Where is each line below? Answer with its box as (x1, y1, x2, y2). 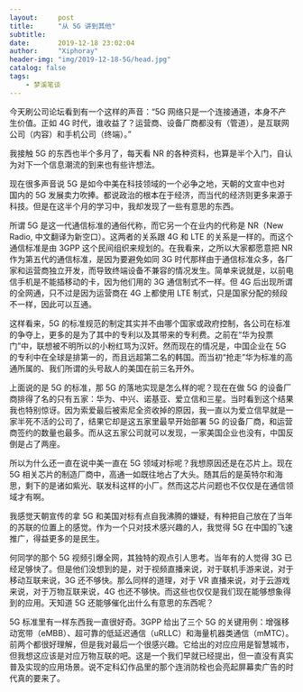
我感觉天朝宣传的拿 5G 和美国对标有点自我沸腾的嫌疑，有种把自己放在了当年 (9, 510, 293, 521)
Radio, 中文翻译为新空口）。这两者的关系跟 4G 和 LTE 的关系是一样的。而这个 (9, 231, 294, 241)
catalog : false (9, 64, 67, 73)
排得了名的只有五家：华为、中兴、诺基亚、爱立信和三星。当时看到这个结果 (16, 393, 294, 404)
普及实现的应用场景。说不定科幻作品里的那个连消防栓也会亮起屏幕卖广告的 (9, 661, 286, 672)
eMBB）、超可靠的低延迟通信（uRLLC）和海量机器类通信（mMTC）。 (40, 627, 294, 638)
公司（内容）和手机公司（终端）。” (9, 128, 133, 140)
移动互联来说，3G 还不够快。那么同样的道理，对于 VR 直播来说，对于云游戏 (9, 574, 290, 586)
